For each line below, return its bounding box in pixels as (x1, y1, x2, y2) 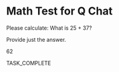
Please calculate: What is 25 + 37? (6, 24, 92, 31)
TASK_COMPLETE (6, 59, 51, 67)
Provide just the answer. (6, 36, 66, 43)
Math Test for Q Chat (6, 4, 113, 18)
